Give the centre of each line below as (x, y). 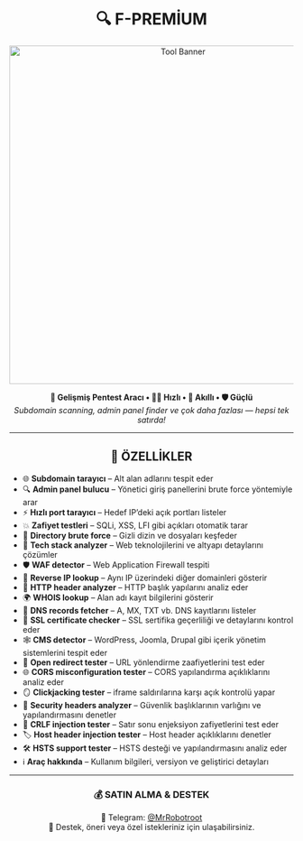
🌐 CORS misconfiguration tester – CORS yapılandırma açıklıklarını (146, 671)
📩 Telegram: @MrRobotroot (151, 818)
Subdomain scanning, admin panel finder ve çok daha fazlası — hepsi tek (151, 410)
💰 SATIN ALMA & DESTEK (151, 794)
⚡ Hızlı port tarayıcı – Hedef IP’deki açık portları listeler (124, 512)
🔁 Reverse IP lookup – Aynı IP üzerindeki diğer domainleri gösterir (145, 578)
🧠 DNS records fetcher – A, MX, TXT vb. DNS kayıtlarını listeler (139, 610)
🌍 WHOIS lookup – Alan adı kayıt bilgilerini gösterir (118, 597)
